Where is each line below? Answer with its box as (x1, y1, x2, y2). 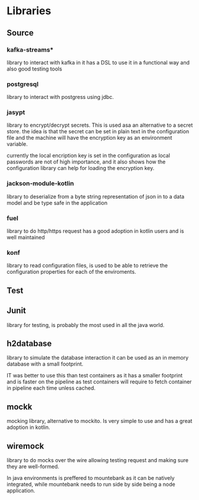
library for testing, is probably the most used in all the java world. (6, 321, 165, 328)
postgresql (6, 80, 39, 88)
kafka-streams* (6, 46, 54, 54)
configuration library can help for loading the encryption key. (6, 165, 155, 172)
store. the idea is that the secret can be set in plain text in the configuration (6, 128, 190, 135)
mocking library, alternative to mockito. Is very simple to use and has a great (6, 418, 193, 425)
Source (6, 28, 34, 38)
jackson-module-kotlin (6, 180, 74, 188)
